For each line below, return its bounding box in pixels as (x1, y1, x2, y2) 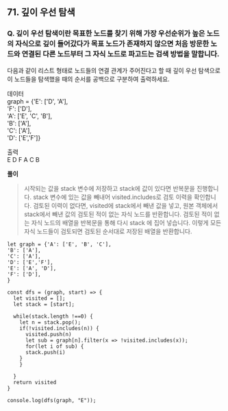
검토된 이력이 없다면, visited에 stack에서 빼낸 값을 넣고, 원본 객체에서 (33, 201, 218, 209)
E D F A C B (7, 155, 40, 163)
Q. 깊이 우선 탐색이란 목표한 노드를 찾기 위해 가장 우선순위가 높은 (7, 29, 205, 38)
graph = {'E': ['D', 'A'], (7, 97, 68, 105)
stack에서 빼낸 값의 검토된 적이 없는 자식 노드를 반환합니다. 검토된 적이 (23, 210, 213, 218)
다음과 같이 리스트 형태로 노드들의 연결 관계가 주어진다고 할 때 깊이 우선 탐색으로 (7, 66, 221, 74)
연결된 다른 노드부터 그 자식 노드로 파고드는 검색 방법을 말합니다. (21, 49, 220, 59)
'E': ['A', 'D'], (7, 265, 57, 272)
